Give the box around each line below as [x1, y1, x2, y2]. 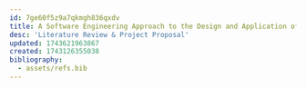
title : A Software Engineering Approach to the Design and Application [9, 22, 287, 31]
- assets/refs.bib [17, 64, 88, 73]
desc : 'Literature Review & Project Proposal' [9, 30, 189, 39]
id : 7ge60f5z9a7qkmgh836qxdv [9, 13, 120, 23]
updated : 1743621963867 [9, 38, 100, 48]
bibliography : [9, 55, 64, 64]
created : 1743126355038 [9, 47, 100, 56]
